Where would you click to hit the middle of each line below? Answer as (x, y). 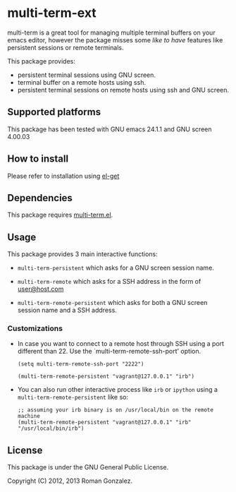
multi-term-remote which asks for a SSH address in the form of (109, 282)
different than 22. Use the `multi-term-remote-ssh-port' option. (109, 352)
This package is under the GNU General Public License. (88, 467)
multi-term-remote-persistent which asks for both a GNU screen (112, 303)
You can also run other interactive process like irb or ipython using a (118, 390)
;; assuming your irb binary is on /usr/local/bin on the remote (115, 410)
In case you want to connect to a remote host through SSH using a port (120, 344)
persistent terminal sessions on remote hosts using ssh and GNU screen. (123, 90)
